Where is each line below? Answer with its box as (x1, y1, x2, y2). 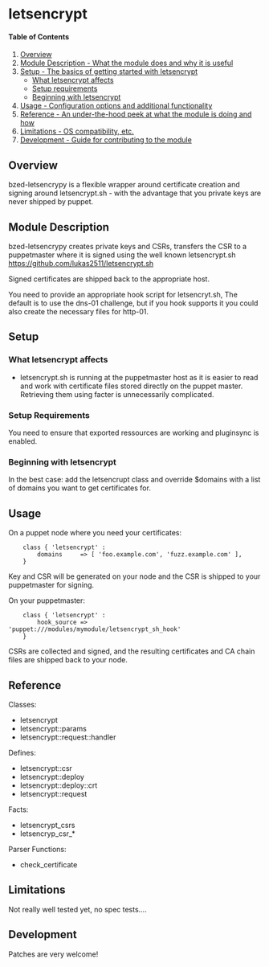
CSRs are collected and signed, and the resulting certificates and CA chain (8, 646, 255, 656)
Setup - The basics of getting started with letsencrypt (19, 67, 198, 76)
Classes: (8, 699, 37, 709)
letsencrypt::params (19, 723, 87, 733)
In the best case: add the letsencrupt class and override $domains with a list (8, 475, 261, 485)
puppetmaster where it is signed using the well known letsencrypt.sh (8, 250, 236, 260)
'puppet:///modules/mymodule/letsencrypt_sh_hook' (8, 625, 181, 633)
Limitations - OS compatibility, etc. (19, 126, 134, 137)
